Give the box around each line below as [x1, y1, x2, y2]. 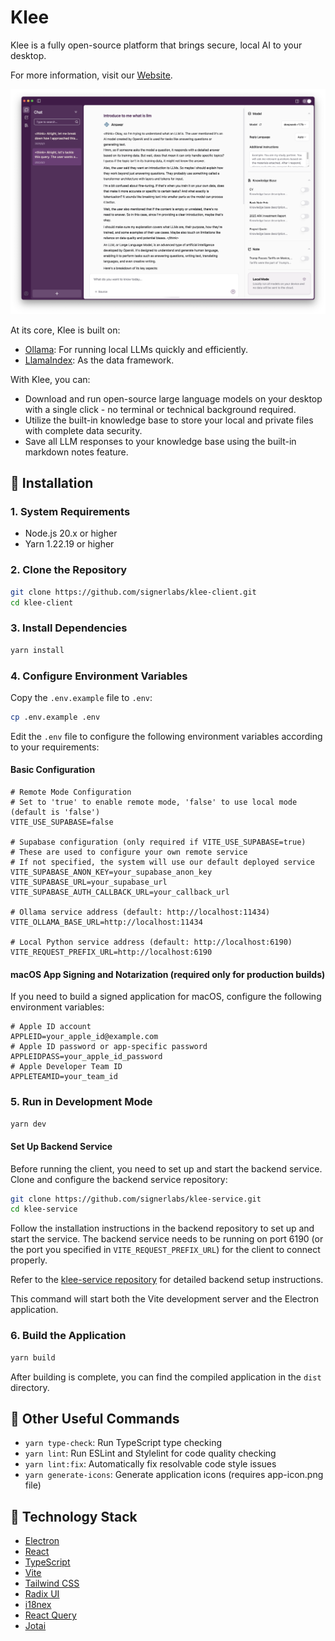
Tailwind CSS [24, 1577, 80, 1590]
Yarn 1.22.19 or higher [24, 538, 115, 550]
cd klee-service [10, 1204, 78, 1215]
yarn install [10, 645, 65, 655]
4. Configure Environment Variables [10, 669, 188, 683]
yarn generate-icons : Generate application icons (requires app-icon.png [24, 1469, 324, 1481]
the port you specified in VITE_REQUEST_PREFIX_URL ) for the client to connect [10, 1244, 321, 1256]
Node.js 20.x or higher [24, 527, 118, 540]
